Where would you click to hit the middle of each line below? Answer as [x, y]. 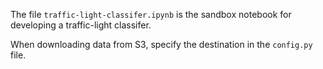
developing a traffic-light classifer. [81, 25]
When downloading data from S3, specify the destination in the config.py [161, 44]
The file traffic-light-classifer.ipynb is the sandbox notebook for [151, 14]
